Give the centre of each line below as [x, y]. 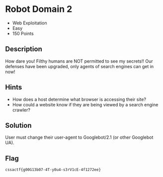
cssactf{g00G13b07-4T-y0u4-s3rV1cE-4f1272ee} [53, 170]
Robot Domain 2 [39, 9]
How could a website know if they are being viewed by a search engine [85, 104]
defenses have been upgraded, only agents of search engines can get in [80, 66]
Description [24, 49]
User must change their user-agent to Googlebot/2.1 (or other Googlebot [79, 137]
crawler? [21, 110]
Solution [18, 125]
